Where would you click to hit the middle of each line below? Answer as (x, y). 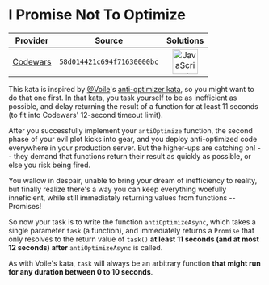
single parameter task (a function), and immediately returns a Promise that (131, 230)
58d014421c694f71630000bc (109, 61)
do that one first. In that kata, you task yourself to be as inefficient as (123, 98)
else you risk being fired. (50, 165)
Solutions (185, 40)
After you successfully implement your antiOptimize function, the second (130, 130)
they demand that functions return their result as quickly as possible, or (132, 156)
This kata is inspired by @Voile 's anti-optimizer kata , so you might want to (131, 89)
